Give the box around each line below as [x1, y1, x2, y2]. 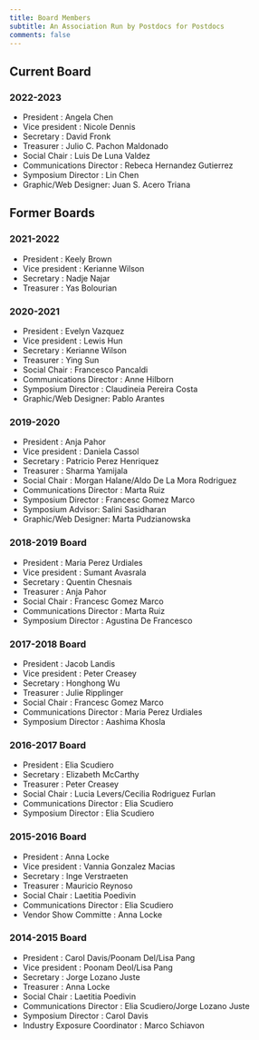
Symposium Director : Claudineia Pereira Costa [22, 383, 198, 395]
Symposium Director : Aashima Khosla [22, 716, 166, 727]
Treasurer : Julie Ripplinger [22, 687, 124, 698]
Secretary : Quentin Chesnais [22, 576, 133, 587]
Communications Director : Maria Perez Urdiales [22, 706, 203, 718]
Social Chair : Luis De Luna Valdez [22, 151, 151, 162]
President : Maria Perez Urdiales [22, 557, 143, 568]
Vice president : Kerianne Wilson [22, 262, 145, 273]
